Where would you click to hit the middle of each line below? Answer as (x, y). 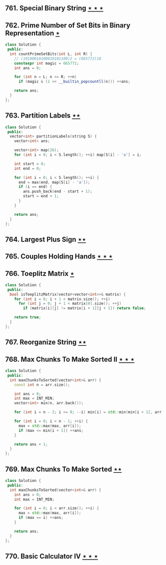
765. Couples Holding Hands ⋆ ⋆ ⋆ (59, 257)
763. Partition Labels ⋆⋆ (43, 115)
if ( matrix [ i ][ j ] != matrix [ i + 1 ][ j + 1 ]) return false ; (84, 308)
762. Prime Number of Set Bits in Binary (68, 25)
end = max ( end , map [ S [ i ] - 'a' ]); (54, 182)
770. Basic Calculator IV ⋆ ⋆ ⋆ (52, 556)
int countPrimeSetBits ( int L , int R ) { (51, 54)
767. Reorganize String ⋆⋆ (46, 342)
